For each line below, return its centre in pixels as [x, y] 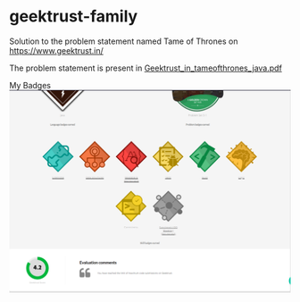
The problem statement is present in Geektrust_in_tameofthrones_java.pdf [146, 68]
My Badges [30, 85]
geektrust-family [74, 17]
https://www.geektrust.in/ [57, 50]
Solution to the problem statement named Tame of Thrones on [124, 41]
